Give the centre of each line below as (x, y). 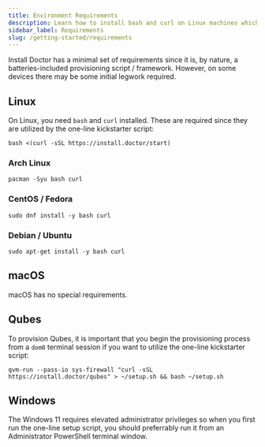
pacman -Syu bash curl (45, 179)
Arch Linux (30, 162)
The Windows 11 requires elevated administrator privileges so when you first (132, 419)
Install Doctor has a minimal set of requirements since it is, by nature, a (123, 60)
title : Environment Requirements (63, 15)
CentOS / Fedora (41, 199)
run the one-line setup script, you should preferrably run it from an (116, 428)
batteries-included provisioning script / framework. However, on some (122, 69)
